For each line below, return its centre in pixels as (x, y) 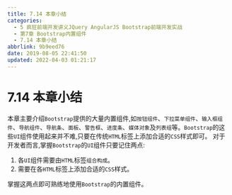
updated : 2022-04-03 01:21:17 (52, 60)
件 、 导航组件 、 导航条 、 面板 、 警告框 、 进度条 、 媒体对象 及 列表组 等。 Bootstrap (110, 127)
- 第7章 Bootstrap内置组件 (50, 34)
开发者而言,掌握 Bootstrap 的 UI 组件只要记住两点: (76, 145)
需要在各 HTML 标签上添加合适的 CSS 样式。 (75, 169)
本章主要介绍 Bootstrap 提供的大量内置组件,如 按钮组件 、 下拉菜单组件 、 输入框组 (115, 118)
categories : (25, 21)
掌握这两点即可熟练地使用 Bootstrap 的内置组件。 (77, 184)
